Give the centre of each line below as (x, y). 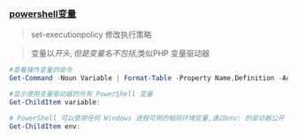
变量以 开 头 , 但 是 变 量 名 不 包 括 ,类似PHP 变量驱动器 (120, 54)
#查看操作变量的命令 (41, 70)
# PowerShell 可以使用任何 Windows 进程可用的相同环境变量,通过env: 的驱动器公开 (147, 118)
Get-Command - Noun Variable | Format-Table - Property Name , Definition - (146, 78)
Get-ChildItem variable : (55, 102)
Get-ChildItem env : (45, 126)
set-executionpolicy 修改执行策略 (91, 35)
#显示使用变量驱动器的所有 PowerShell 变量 (81, 94)
